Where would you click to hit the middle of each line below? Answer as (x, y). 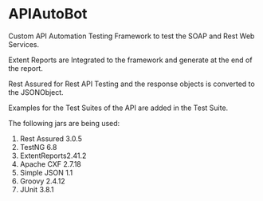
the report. (26, 68)
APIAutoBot (48, 14)
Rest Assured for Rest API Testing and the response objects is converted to (131, 84)
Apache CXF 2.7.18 (51, 164)
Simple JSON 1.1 (46, 172)
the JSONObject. (36, 92)
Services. (24, 44)
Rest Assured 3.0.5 (51, 138)
